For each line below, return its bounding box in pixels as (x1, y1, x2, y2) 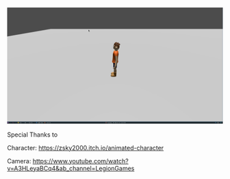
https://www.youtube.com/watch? (32, 156, 129, 165)
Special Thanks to (7, 130, 58, 139)
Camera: (7, 156, 31, 165)
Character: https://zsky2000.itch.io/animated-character (7, 143, 164, 152)
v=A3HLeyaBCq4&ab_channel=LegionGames (7, 164, 135, 172)
